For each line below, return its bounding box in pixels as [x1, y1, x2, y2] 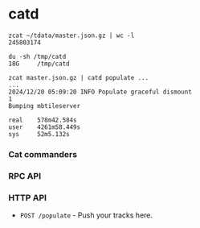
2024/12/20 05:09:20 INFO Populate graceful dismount [8, 88, 193, 96]
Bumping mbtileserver [8, 102, 81, 110]
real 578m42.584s [8, 116, 78, 124]
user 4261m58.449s [8, 122, 81, 131]
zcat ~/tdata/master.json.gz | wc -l [8, 31, 135, 39]
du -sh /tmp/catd [8, 52, 67, 60]
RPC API [8, 170, 42, 181]
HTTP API [8, 192, 47, 203]
